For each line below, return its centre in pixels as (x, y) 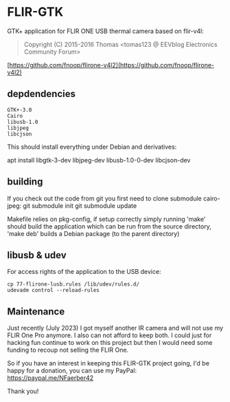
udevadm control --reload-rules (53, 290)
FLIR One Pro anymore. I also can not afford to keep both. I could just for (110, 335)
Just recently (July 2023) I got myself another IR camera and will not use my (115, 328)
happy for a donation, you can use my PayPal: (72, 371)
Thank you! (23, 391)
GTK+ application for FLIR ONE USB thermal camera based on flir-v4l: (106, 31)
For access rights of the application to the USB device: (84, 272)
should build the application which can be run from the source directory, (109, 226)
